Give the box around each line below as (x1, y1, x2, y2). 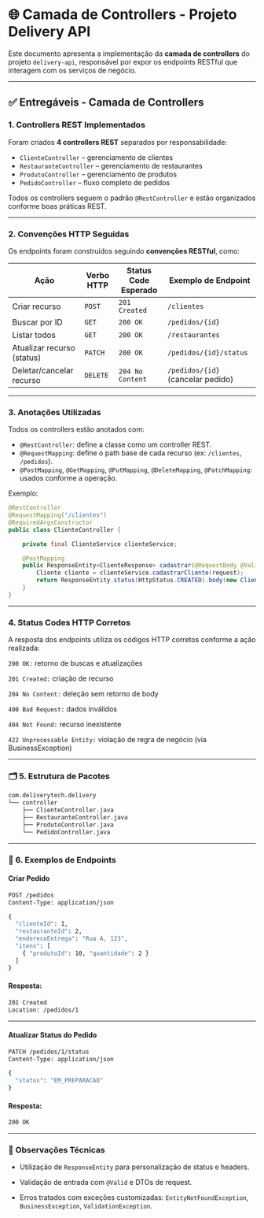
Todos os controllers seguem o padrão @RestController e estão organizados (8, 193, 256, 202)
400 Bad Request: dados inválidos (8, 704, 118, 714)
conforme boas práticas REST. (8, 201, 107, 210)
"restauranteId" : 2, (15, 927, 82, 935)
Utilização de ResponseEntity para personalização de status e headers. (19, 1162, 250, 1172)
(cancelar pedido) (167, 373, 234, 384)
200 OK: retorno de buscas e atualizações (8, 659, 143, 668)
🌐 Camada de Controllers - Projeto (8, 6, 237, 24)
